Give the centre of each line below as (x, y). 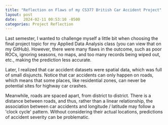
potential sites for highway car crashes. (46, 86)
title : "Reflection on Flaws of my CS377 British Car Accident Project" (83, 10)
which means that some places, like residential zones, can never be (76, 80)
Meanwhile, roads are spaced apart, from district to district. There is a (78, 96)
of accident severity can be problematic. (47, 117)
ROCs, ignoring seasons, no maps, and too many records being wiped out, (83, 55)
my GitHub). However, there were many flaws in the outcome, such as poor (83, 49)
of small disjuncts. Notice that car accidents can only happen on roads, (79, 75)
